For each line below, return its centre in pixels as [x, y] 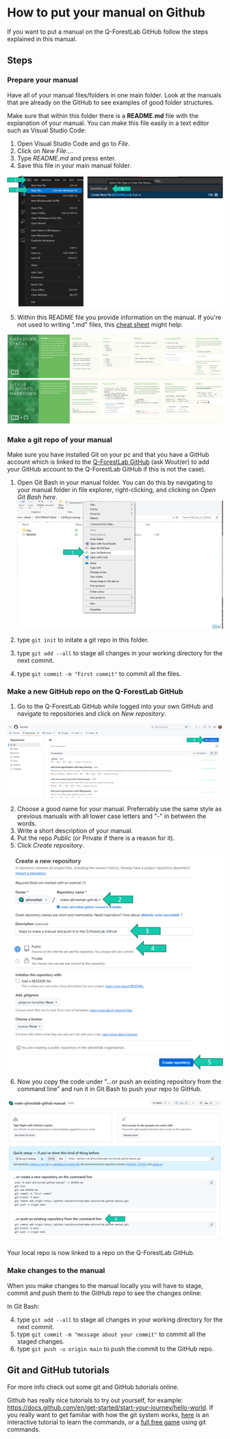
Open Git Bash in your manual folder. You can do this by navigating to [115, 482]
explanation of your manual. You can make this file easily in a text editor [108, 123]
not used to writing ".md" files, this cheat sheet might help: [100, 325]
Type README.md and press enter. [66, 158]
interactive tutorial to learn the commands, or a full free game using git [107, 1422]
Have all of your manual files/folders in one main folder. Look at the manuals [114, 95]
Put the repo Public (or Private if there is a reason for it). [96, 838]
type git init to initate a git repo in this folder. [83, 640]
